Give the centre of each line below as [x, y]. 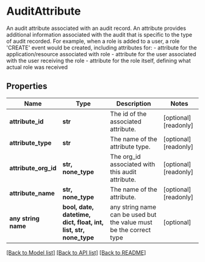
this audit [123, 172]
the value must [131, 222]
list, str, [74, 230]
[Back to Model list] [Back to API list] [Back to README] [76, 252]
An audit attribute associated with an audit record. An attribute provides [96, 28]
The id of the [128, 114]
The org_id [126, 156]
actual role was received [37, 67]
